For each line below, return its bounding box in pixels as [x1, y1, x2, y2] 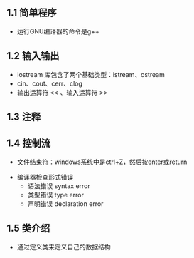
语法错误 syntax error [27, 181, 90, 190]
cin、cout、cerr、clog [16, 79, 82, 88]
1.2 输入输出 [6, 50, 60, 62]
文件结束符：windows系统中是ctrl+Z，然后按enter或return [16, 158, 188, 166]
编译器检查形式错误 [16, 172, 74, 181]
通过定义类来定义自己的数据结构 [16, 242, 111, 251]
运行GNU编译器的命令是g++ [16, 27, 100, 36]
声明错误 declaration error [27, 199, 104, 208]
